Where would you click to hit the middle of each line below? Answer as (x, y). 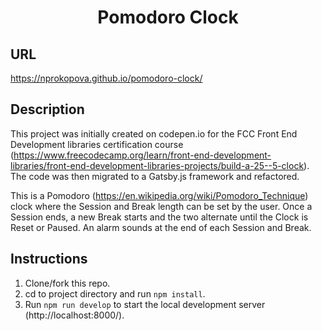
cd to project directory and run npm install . (115, 293)
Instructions (49, 259)
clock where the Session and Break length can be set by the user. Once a (161, 206)
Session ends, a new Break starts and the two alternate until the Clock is (159, 217)
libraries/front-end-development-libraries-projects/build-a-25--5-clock (157, 165)
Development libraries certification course (97, 144)
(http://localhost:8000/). (74, 315)
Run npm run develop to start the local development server (145, 304)
